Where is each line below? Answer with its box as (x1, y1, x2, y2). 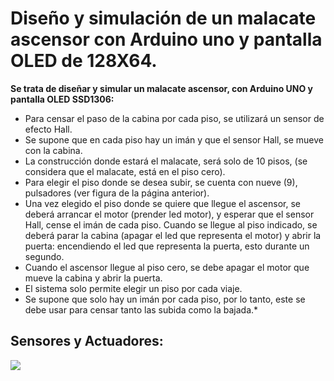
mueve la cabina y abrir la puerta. (24, 272, 163, 284)
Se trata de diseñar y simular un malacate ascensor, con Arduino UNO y (10, 82, 314, 94)
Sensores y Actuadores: (10, 333, 164, 350)
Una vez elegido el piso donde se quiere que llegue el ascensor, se (24, 197, 301, 209)
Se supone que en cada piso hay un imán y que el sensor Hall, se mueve (24, 133, 324, 146)
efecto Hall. (24, 123, 73, 135)
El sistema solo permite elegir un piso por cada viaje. (24, 282, 243, 294)
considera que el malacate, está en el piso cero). (24, 165, 226, 177)
